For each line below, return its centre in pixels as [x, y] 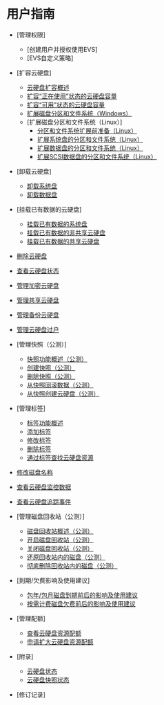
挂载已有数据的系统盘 [57, 224]
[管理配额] [31, 618]
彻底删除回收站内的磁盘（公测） [72, 565]
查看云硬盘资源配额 [54, 633]
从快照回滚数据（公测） [60, 385]
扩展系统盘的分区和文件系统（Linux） [90, 139]
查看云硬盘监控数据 [44, 487]
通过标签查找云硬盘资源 [60, 457]
